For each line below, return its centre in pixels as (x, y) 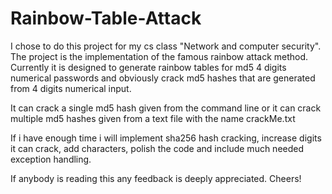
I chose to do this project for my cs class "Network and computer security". (166, 46)
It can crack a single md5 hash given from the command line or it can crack (166, 108)
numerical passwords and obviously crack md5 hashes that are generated (163, 78)
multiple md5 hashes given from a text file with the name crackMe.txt (153, 118)
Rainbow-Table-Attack (106, 18)
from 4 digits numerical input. (71, 88)
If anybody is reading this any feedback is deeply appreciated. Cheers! (156, 178)
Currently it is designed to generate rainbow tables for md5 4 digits (148, 67)
